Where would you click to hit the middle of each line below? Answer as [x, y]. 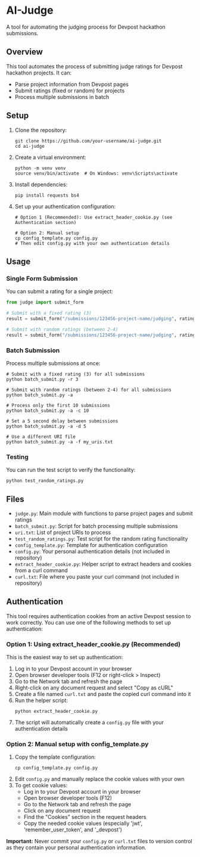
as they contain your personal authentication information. [76, 847]
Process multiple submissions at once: [53, 363]
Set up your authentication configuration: [65, 206]
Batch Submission [33, 350]
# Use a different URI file [41, 437]
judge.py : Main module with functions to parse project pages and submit [104, 514]
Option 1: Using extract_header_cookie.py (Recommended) [93, 644]
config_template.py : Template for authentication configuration [91, 545]
